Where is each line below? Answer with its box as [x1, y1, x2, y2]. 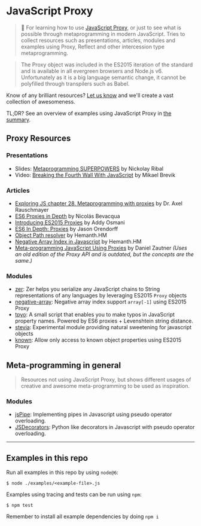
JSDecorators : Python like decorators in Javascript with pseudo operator [14, 424, 195, 431]
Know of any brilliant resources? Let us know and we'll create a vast [6, 92, 174, 99]
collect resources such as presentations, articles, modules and [20, 37, 175, 44]
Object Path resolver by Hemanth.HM [14, 232, 108, 239]
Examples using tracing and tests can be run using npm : [6, 491, 142, 498]
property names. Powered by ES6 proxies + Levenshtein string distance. [14, 317, 193, 324]
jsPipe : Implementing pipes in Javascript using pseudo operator [14, 411, 172, 418]
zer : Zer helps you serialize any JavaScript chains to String [14, 285, 160, 293]
